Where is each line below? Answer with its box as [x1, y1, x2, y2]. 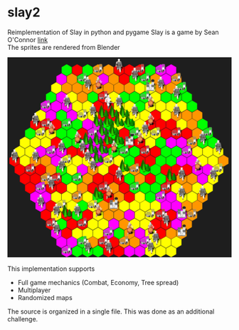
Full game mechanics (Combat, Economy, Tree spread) [17, 278, 179, 287]
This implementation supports [7, 264, 95, 273]
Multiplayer [17, 286, 51, 294]
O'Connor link [7, 35, 48, 43]
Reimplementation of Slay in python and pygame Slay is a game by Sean [7, 28, 219, 36]
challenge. [7, 314, 38, 323]
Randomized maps [17, 293, 73, 301]
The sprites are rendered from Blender [7, 43, 120, 51]
